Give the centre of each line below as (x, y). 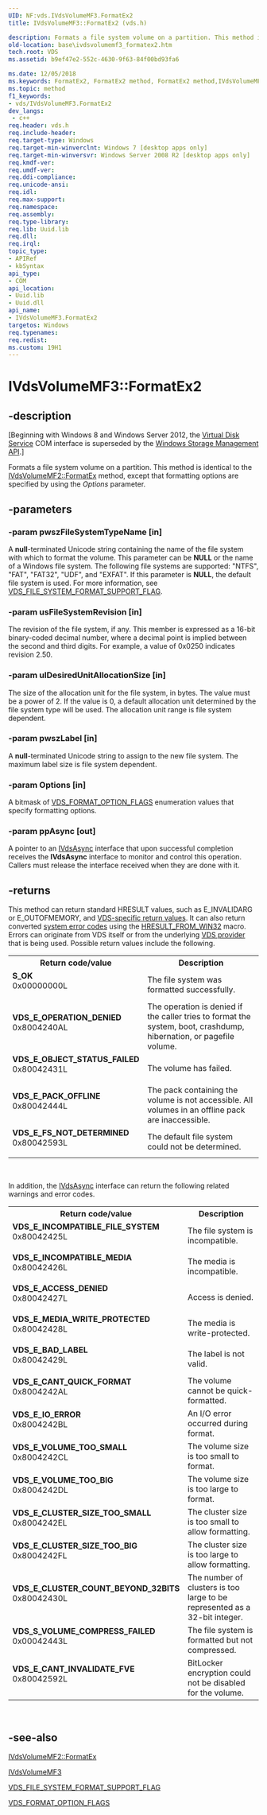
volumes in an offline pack (196, 1110)
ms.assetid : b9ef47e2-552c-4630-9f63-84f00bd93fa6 (94, 60)
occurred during (218, 1424)
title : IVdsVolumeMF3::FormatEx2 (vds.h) (78, 23)
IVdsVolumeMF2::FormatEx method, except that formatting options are (124, 476)
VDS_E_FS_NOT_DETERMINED (71, 1133)
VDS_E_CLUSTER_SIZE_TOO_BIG (75, 1545)
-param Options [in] (47, 785)
